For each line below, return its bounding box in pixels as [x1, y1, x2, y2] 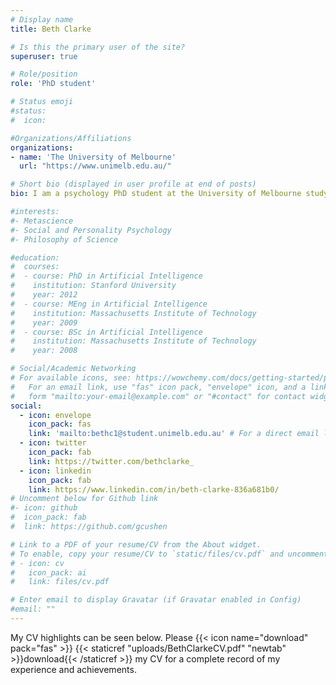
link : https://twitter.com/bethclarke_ [28, 456, 195, 466]
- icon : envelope [19, 410, 92, 420]
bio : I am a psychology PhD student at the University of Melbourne [10, 189, 302, 199]
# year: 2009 [10, 317, 78, 328]
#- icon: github [10, 503, 78, 513]
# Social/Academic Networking [10, 364, 137, 374]
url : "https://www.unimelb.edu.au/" [19, 161, 172, 171]
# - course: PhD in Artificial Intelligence [10, 271, 203, 281]
